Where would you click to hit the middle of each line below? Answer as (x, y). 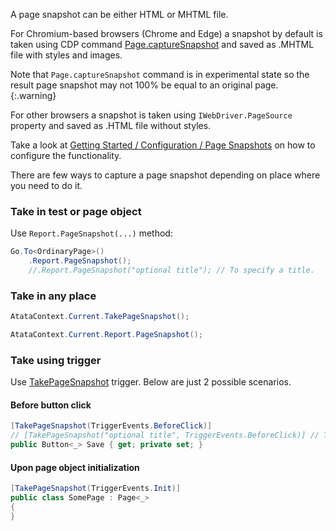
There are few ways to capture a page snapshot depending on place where (165, 175)
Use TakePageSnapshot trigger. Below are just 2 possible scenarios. (151, 382)
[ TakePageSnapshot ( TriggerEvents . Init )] (96, 489)
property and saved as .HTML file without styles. (111, 125)
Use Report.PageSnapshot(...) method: (91, 233)
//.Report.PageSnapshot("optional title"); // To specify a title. (171, 270)
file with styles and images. (66, 55)
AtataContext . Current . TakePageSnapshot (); (100, 317)
